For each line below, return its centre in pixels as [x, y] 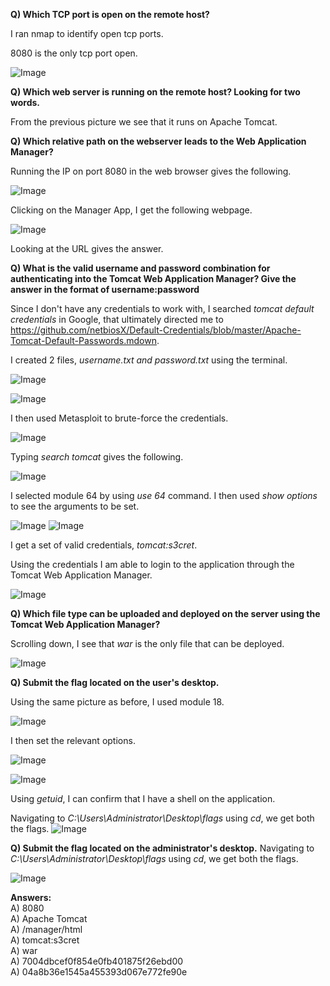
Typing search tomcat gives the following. [97, 457]
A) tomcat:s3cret [45, 940]
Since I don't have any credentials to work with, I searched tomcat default [162, 308]
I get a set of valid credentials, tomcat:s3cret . [104, 545]
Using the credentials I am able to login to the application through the [152, 564]
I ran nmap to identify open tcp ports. [87, 33]
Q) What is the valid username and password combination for [140, 268]
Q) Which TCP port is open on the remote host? [110, 14]
